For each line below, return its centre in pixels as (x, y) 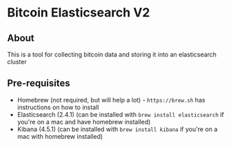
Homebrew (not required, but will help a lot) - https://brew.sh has (111, 100)
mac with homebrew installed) (60, 136)
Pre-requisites (39, 83)
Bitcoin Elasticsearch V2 (79, 13)
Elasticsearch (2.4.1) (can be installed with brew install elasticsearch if (120, 114)
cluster (17, 62)
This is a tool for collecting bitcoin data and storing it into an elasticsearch (112, 54)
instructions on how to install (58, 107)
